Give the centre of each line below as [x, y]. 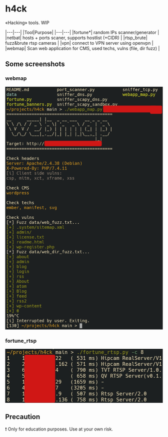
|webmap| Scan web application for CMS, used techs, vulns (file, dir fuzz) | [82, 48]
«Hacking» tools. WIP [27, 23]
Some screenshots [35, 64]
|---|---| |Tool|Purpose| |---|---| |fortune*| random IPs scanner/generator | [82, 32]
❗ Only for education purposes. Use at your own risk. [59, 429]
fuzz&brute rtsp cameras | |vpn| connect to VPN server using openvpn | [79, 43]
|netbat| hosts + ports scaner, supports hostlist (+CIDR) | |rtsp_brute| [76, 38]
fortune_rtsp [21, 341]
